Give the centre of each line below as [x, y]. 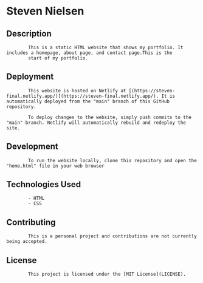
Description [29, 34]
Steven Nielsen [45, 11]
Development [33, 147]
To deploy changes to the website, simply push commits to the [110, 117]
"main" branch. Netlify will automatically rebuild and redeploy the [96, 123]
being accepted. [27, 242]
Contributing [31, 222]
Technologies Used [43, 184]
